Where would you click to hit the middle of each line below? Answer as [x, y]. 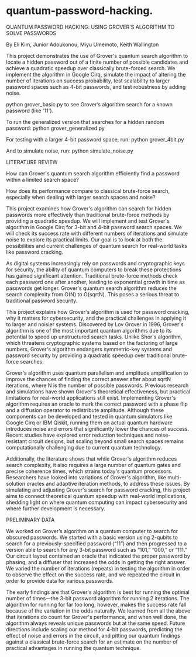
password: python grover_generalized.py [56, 128]
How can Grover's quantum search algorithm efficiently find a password [93, 173]
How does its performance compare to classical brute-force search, [88, 191]
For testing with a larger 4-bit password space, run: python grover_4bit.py [95, 139]
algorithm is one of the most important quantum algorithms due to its [89, 330]
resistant [17, 441]
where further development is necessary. [56, 508]
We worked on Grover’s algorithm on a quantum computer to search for [92, 531]
